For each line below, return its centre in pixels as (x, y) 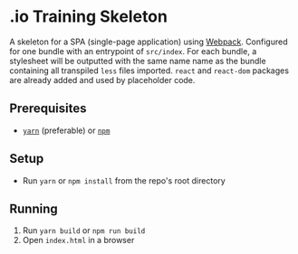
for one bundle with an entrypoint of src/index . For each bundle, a (133, 51)
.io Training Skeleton (88, 17)
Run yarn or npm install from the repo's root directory (124, 180)
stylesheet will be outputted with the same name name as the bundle (138, 61)
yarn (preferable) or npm (66, 130)
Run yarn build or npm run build (84, 230)
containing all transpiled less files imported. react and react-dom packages (149, 71)
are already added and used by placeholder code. (102, 80)
